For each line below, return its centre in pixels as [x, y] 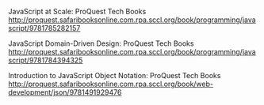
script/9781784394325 [46, 60]
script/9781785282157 [44, 28]
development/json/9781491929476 [65, 92]
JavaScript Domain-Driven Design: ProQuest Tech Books [101, 43]
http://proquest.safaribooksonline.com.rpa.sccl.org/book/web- [111, 84]
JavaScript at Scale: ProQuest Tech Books [77, 11]
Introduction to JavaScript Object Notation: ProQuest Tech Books [115, 75]
